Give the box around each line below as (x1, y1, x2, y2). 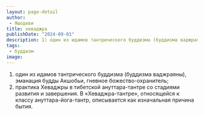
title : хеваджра (6, 25, 47, 32)
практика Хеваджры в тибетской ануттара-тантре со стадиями (15, 83, 180, 91)
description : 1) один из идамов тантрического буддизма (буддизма (6, 37, 178, 43)
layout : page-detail (6, 8, 59, 15)
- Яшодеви (8, 20, 34, 26)
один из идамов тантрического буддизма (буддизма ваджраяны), (15, 70, 187, 77)
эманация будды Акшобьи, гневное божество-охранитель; (15, 77, 169, 84)
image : (6, 54, 23, 60)
